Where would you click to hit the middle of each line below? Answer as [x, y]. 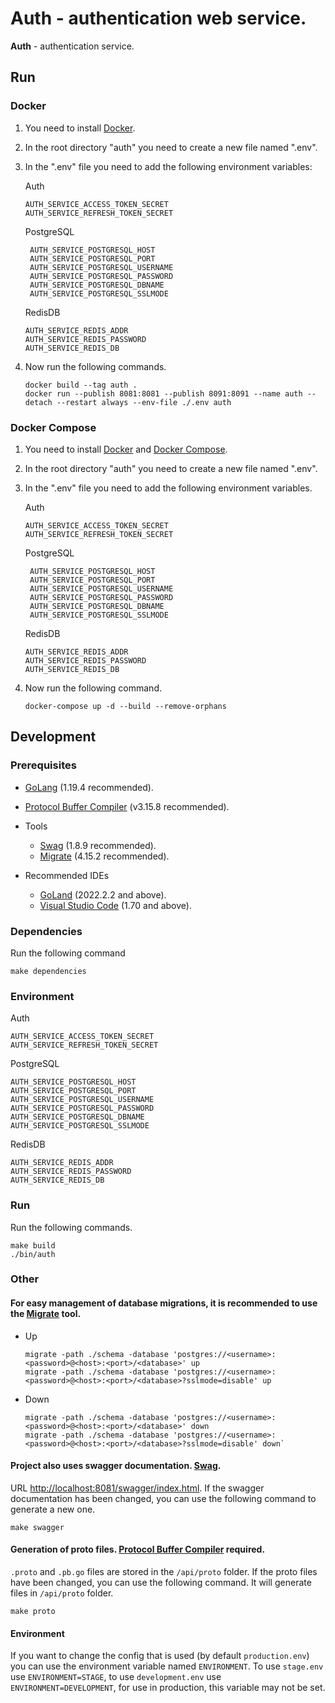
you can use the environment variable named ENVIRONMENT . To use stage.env [167, 1666]
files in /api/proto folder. [62, 1593]
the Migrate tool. [46, 1314]
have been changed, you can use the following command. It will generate [161, 1583]
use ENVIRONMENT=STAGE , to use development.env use [116, 1677]
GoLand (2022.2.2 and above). [103, 894]
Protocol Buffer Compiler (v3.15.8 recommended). [127, 806]
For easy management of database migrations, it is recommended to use [164, 1303]
